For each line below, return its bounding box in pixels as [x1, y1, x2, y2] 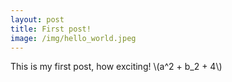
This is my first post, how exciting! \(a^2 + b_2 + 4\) [10, 61, 223, 73]
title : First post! [10, 24, 92, 34]
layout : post [10, 14, 65, 25]
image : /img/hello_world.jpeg [10, 33, 137, 43]
